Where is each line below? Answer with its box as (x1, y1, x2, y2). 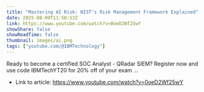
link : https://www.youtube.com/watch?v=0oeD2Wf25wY (6, 20, 141, 26)
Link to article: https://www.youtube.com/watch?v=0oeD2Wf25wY (15, 78, 184, 86)
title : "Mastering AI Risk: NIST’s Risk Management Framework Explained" (6, 9, 199, 15)
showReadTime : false (6, 32, 59, 38)
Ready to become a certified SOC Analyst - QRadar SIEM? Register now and (6, 59, 198, 67)
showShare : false (6, 26, 51, 33)
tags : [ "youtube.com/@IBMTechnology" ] (6, 44, 105, 50)
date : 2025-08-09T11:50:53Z (6, 15, 78, 21)
